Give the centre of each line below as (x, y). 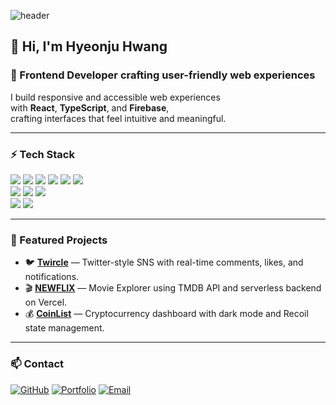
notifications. (52, 277)
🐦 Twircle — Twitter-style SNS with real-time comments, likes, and (164, 262)
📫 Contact (37, 364)
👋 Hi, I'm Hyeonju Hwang (89, 46)
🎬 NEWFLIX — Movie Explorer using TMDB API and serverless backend (173, 288)
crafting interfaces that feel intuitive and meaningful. (118, 118)
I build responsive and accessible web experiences (115, 97)
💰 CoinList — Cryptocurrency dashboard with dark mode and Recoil (166, 314)
